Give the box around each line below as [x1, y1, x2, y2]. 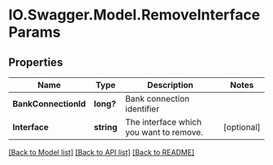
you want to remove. [125, 127, 203, 137]
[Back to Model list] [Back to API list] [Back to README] [8, 148, 195, 157]
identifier [125, 103, 160, 115]
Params [8, 23, 61, 41]
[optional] [223, 122, 261, 132]
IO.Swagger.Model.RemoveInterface [8, 6, 261, 24]
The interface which [125, 116, 201, 128]
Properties [8, 55, 63, 69]
